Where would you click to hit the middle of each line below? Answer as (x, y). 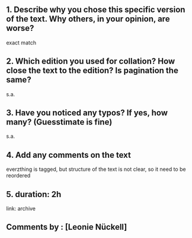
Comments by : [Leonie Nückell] (67, 227)
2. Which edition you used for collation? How (91, 61)
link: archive (21, 209)
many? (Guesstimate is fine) (59, 122)
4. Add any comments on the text (69, 155)
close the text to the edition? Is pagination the (92, 71)
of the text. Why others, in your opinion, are (88, 19)
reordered (18, 176)
